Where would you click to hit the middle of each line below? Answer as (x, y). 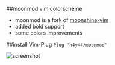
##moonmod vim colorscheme (44, 9)
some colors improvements (49, 33)
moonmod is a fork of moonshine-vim (62, 20)
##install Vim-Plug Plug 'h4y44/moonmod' (57, 44)
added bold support (39, 27)
